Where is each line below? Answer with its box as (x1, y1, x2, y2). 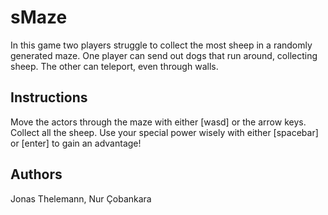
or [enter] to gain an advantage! (10, 137, 142, 149)
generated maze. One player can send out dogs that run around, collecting (10, 49, 318, 61)
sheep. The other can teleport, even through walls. (10, 60, 219, 72)
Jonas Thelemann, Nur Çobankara (10, 192, 152, 205)
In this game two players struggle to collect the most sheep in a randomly (10, 39, 313, 51)
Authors (10, 166, 63, 183)
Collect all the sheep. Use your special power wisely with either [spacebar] (10, 126, 319, 138)
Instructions (10, 89, 88, 106)
